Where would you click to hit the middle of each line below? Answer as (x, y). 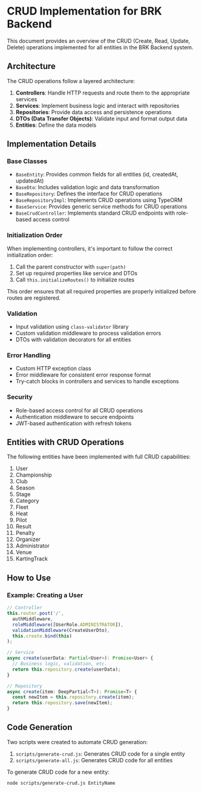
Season (25, 488)
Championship (34, 475)
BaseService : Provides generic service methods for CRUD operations (101, 207)
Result (24, 526)
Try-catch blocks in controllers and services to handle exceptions (97, 381)
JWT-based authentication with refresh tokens (73, 423)
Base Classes (27, 161)
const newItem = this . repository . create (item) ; (73, 697)
